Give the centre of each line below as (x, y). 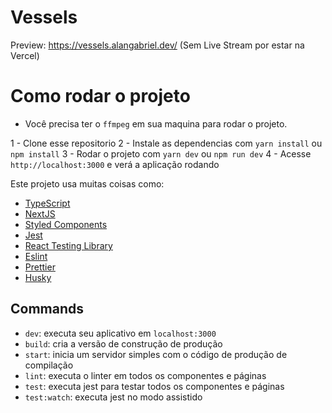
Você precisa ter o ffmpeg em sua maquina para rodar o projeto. (156, 123)
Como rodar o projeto (100, 96)
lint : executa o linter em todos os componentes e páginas (145, 375)
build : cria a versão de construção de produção (123, 343)
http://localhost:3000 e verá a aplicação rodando (115, 164)
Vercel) (25, 55)
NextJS (40, 213)
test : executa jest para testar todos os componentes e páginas (154, 386)
